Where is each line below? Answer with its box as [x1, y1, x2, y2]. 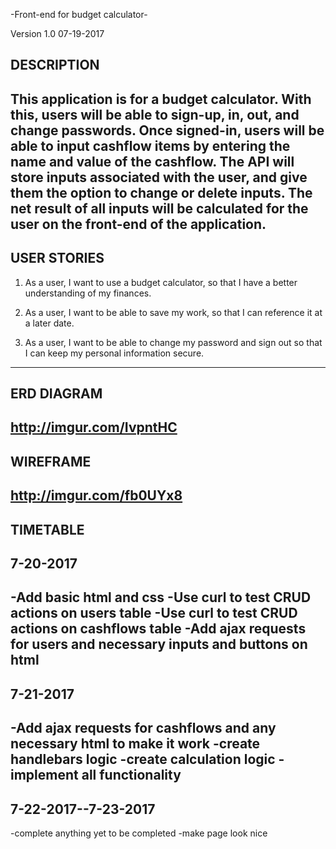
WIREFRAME [10, 453, 92, 470]
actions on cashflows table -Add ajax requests [10, 620, 307, 638]
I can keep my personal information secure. [24, 347, 205, 359]
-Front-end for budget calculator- [10, 9, 148, 20]
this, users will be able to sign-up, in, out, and [10, 106, 300, 123]
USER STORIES [10, 250, 105, 267]
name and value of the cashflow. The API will [10, 153, 295, 170]
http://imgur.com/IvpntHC [10, 419, 178, 436]
